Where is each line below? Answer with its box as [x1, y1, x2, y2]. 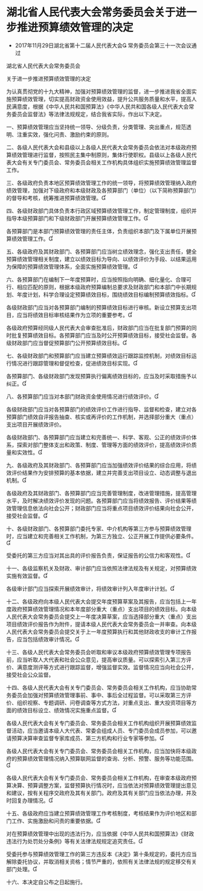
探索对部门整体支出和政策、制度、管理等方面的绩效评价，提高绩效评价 [16, 441, 192, 448]
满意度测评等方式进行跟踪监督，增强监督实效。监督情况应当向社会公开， [16, 663, 197, 671]
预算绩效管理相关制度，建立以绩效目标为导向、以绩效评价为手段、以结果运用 [6, 255, 197, 263]
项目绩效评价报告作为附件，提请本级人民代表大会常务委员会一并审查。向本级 [6, 620, 197, 628]
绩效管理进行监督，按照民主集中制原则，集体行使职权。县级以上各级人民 [11, 151, 192, 158]
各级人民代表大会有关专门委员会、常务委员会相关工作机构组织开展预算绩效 [6, 719, 192, 727]
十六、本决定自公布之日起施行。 [6, 878, 86, 886]
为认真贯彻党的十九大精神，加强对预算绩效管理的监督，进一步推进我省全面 [6, 88, 192, 95]
